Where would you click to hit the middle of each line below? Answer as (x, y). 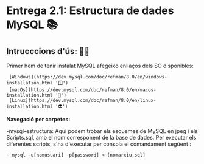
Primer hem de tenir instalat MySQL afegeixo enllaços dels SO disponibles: (100, 66)
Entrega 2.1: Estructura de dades (90, 11)
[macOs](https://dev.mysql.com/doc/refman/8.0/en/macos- (83, 90)
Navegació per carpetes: (38, 119)
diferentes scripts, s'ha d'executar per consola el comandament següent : (99, 144)
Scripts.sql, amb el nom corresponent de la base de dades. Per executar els (101, 138)
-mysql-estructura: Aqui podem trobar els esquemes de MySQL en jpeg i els (102, 131)
